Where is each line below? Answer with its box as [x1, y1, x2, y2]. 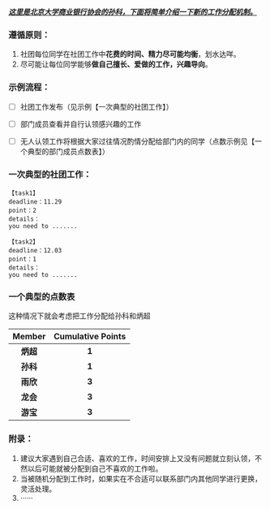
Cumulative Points [54, 331, 126, 343]
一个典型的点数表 [8, 291, 75, 302]
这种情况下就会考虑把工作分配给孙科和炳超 [8, 311, 151, 321]
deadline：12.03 [8, 247, 62, 255]
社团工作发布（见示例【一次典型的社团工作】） [19, 101, 174, 111]
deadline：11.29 [8, 198, 62, 206]
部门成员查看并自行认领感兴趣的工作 [19, 119, 142, 128]
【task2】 [8, 238, 39, 246]
